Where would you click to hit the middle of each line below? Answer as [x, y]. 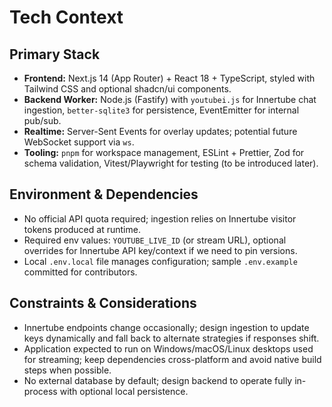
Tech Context [66, 17]
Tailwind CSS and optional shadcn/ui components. [127, 89]
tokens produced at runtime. [82, 229]
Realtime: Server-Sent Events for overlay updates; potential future [160, 131]
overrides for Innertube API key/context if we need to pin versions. [160, 250]
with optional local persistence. [124, 391]
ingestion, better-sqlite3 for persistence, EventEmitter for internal [161, 110]
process [40, 391]
